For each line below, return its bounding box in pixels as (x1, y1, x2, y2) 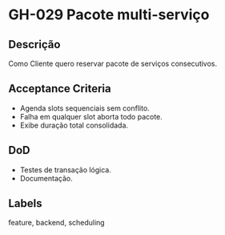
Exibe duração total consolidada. (19, 120, 129, 130)
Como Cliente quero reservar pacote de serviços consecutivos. (8, 59, 218, 68)
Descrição (8, 38, 61, 51)
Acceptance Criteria (8, 82, 111, 95)
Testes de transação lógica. (19, 164, 112, 174)
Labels (8, 197, 42, 210)
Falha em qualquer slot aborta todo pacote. (19, 111, 163, 121)
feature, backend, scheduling (8, 218, 106, 228)
